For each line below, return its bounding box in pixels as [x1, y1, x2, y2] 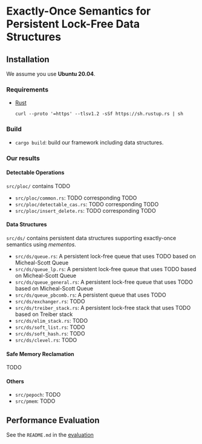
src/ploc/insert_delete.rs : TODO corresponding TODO [15, 207, 156, 214]
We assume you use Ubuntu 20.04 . [6, 70, 96, 77]
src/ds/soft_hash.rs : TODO [15, 329, 85, 337]
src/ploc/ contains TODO [6, 182, 71, 189]
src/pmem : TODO [15, 397, 56, 405]
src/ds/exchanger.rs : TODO [15, 297, 85, 304]
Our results [6, 153, 41, 162]
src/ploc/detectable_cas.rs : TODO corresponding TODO [15, 200, 159, 207]
